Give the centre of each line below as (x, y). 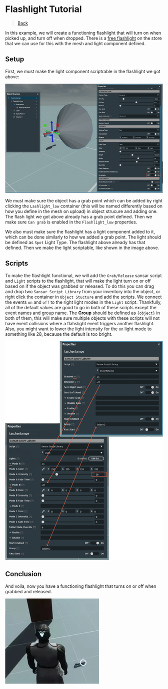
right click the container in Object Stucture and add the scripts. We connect (83, 297)
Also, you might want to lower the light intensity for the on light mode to (78, 329)
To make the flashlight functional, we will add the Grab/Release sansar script (83, 275)
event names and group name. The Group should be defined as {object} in (82, 313)
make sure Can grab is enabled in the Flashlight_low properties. (71, 222)
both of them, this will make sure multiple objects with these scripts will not (82, 318)
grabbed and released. (29, 591)
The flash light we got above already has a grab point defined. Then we (79, 216)
